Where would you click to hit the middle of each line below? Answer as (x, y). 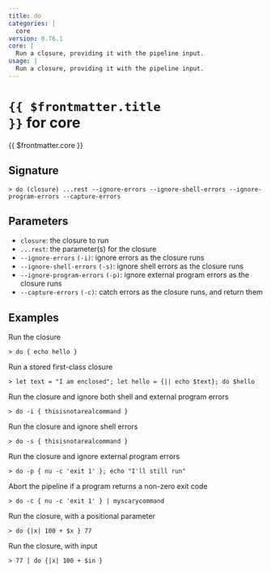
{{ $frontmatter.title (85, 106)
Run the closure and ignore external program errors (94, 456)
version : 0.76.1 (36, 38)
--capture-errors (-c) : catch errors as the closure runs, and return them (141, 292)
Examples (34, 318)
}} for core (44, 123)
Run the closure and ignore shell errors (73, 427)
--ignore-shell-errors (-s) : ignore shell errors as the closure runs (132, 266)
